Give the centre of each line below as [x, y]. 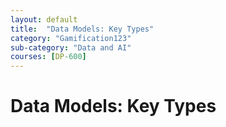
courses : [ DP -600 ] [48, 57]
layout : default [44, 19]
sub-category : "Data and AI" [71, 47]
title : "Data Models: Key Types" [82, 29]
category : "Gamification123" [71, 38]
